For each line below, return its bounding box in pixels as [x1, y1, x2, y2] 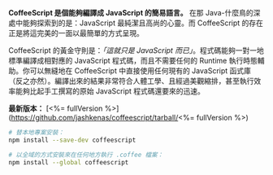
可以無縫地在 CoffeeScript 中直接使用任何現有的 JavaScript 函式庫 [29, 66, 252, 76]
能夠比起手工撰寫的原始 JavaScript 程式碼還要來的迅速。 [15, 86, 206, 96]
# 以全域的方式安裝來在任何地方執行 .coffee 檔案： [8, 151, 164, 159]
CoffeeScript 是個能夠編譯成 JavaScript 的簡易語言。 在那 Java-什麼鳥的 [8, 8, 253, 17]
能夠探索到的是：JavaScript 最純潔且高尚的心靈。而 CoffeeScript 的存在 [22, 18, 264, 28]
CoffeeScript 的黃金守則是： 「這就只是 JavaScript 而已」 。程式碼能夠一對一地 [8, 46, 264, 55]
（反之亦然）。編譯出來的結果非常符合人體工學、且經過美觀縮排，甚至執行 [8, 77, 254, 85]
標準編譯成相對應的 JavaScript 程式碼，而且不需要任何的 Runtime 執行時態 [8, 56, 258, 65]
